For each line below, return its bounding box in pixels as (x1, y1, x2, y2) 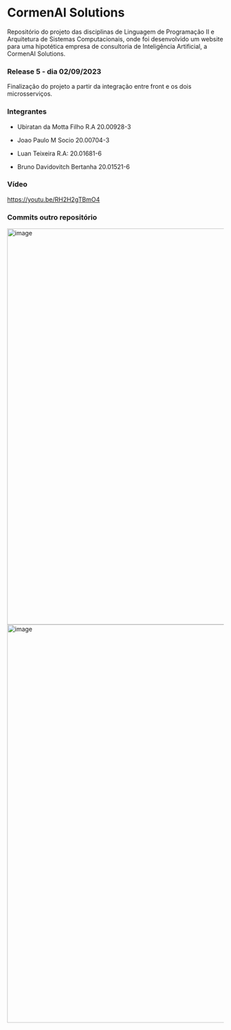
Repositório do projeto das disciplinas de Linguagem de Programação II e (7, 28, 214, 36)
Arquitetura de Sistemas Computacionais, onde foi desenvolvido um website (7, 34, 223, 43)
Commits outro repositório (7, 212, 98, 222)
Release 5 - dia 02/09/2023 (7, 67, 102, 76)
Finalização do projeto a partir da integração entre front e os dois (7, 83, 192, 91)
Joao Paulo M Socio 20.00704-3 (16, 136, 110, 144)
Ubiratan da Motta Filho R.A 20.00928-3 (16, 122, 131, 131)
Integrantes (7, 107, 47, 116)
